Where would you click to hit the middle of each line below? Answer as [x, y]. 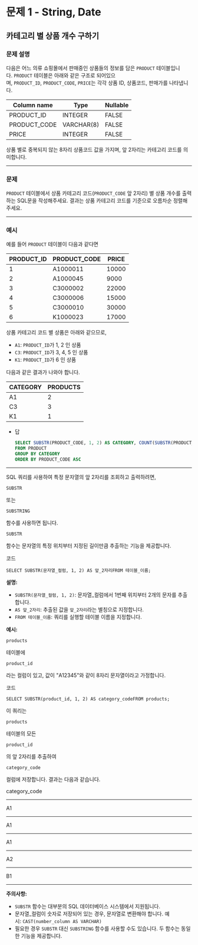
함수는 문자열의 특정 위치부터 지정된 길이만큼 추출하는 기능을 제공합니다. [89, 545]
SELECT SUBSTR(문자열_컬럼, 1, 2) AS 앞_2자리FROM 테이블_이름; [79, 571]
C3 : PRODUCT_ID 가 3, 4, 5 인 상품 [51, 353]
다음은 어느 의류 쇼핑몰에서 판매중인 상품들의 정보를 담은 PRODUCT [80, 68]
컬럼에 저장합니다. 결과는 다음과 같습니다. [53, 779]
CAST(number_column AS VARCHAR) [62, 921]
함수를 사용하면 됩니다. [32, 523]
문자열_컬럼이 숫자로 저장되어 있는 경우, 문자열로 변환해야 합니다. [89, 914]
